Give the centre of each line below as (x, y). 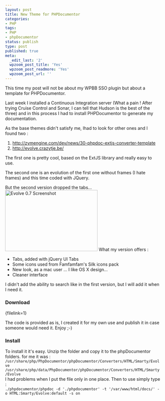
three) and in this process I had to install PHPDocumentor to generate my (79, 113)
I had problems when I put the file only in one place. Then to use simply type (83, 379)
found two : (17, 133)
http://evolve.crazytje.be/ (38, 148)
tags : (11, 28)
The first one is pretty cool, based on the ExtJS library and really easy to (79, 158)
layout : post (18, 10)
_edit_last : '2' (26, 60)
